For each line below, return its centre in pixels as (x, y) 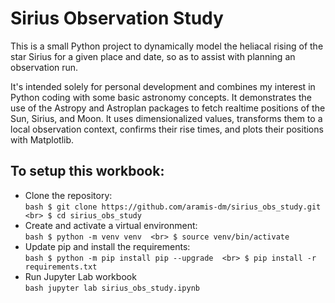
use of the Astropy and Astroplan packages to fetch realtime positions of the (168, 108)
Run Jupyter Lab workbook (80, 276)
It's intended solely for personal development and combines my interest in (163, 86)
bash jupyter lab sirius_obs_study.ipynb (112, 288)
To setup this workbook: (87, 171)
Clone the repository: (68, 195)
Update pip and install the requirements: (107, 246)
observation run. (44, 67)
